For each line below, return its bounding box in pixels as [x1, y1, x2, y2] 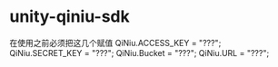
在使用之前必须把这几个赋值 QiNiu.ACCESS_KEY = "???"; [9, 37, 222, 48]
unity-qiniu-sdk [9, 6, 130, 27]
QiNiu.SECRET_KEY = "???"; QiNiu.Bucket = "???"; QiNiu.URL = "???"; [9, 47, 270, 58]
